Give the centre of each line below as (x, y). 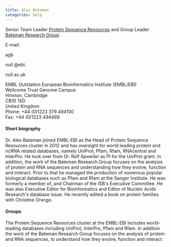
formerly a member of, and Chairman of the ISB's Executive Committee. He (84, 183)
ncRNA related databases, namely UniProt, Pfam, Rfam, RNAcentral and (81, 151)
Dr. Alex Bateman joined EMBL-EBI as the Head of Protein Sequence (77, 140)
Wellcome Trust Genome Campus (41, 89)
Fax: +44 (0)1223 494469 (33, 117)
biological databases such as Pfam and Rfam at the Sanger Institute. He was (86, 178)
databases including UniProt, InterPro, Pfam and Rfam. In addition (91, 228)
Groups (13, 211)
